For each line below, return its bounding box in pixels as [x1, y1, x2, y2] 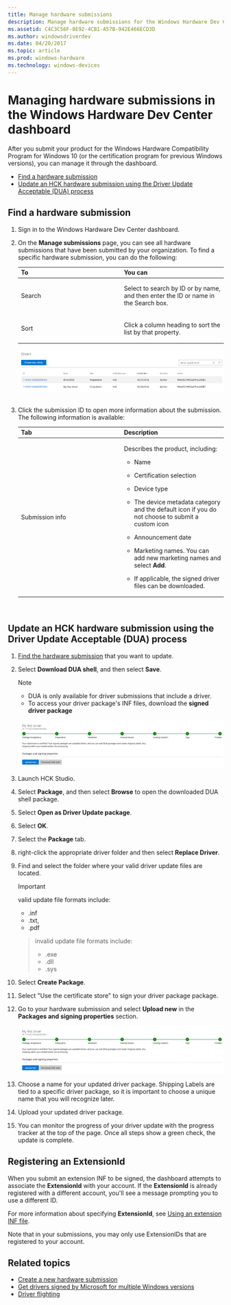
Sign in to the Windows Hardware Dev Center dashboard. [17, 225, 180, 233]
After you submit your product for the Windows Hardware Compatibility [8, 144, 210, 153]
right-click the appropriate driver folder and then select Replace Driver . [17, 848, 220, 856]
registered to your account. [8, 1237, 85, 1245]
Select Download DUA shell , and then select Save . [17, 665, 162, 673]
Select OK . [17, 821, 49, 830]
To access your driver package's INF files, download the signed [27, 699, 209, 707]
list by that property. [123, 327, 181, 336]
